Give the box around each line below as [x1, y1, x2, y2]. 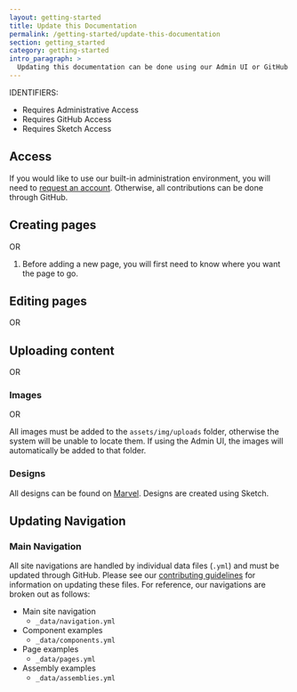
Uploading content [9, 343, 115, 358]
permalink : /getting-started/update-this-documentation [9, 29, 221, 38]
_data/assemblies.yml [35, 674, 116, 683]
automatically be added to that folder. [9, 445, 147, 456]
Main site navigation [21, 607, 96, 617]
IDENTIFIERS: [9, 86, 60, 98]
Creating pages [9, 217, 97, 232]
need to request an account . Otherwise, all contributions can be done [9, 182, 264, 192]
